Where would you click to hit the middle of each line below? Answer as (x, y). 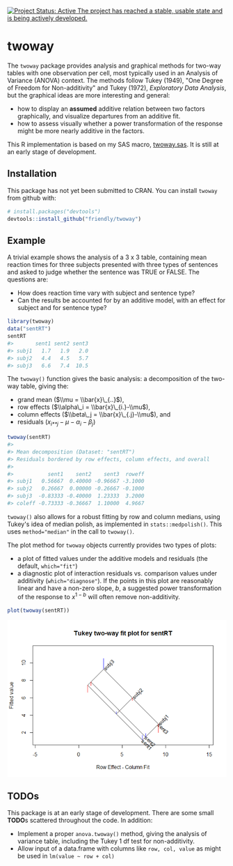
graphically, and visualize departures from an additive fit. (99, 116)
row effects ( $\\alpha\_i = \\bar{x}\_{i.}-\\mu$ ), (84, 407)
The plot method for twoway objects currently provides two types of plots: (112, 545)
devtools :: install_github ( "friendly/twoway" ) (74, 219)
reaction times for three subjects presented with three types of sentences (113, 265)
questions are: (28, 279)
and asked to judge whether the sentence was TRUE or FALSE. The (103, 272)
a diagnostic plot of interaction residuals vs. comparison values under (117, 573)
